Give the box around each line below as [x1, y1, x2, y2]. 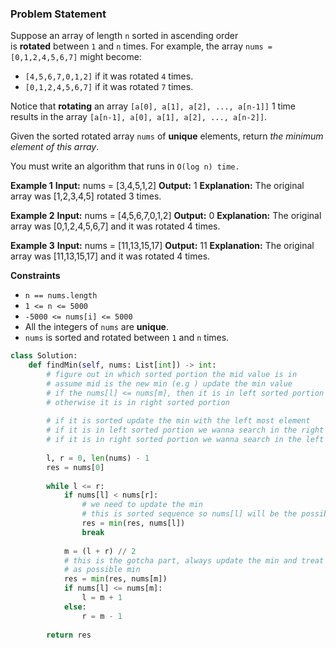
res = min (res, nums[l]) [81, 518, 186, 529]
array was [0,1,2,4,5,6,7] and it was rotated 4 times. [10, 220, 221, 232]
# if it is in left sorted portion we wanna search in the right [46, 425, 325, 436]
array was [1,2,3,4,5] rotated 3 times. [10, 190, 162, 202]
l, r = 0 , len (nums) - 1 [46, 453, 150, 463]
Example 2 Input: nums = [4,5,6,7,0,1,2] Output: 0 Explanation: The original [10, 210, 322, 222]
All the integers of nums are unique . [24, 321, 169, 333]
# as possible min [63, 565, 141, 575]
